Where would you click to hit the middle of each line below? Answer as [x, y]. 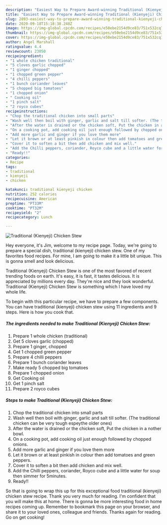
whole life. [16, 292]
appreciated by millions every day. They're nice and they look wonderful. [80, 282]
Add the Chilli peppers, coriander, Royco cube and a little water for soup [86, 471]
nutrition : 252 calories [31, 194]
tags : [11, 167]
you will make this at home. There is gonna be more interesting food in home [84, 502]
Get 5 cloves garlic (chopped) [43, 341]
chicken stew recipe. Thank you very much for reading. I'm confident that [81, 496]
